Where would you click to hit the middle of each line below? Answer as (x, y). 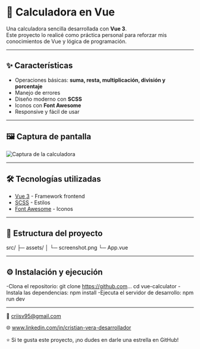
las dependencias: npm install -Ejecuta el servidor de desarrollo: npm (109, 292)
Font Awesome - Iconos (44, 209)
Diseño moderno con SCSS (48, 99)
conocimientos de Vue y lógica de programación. (66, 41)
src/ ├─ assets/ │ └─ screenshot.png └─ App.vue (67, 248)
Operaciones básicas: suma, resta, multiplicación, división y (90, 80)
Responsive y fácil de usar (47, 111)
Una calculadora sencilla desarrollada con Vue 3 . (66, 29)
